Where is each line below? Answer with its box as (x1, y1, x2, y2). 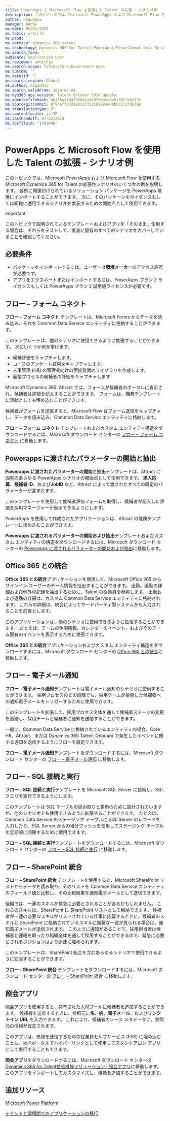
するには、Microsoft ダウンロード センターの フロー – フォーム (27, 431, 158, 437)
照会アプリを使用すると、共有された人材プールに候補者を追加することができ (5, 1004, 165, 1010)
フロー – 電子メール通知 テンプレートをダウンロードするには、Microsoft (5, 750, 153, 756)
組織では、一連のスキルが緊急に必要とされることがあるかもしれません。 (5, 901, 156, 907)
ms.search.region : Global (5, 78, 60, 83)
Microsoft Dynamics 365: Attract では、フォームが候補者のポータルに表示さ (5, 385, 163, 391)
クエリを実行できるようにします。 (5, 793, 76, 799)
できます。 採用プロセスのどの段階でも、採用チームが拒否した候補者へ (14, 692, 161, 698)
